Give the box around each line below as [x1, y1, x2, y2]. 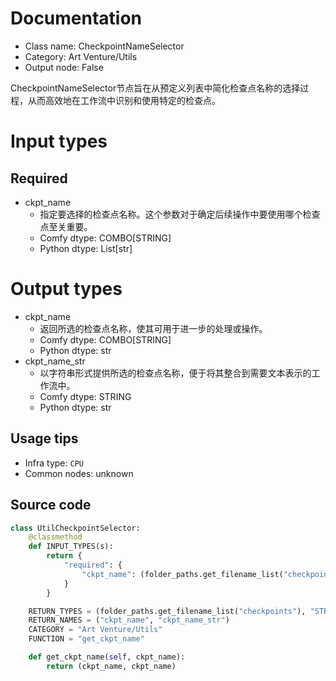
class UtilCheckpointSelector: [10, 523, 141, 533]
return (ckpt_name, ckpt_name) [46, 661, 177, 671]
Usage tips [10, 430, 79, 447]
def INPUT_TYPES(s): [28, 542, 114, 552]
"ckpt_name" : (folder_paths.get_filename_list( [81, 569, 284, 579]
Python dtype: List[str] [39, 242, 133, 254]
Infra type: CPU [24, 457, 84, 469]
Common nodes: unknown [24, 467, 134, 479]
